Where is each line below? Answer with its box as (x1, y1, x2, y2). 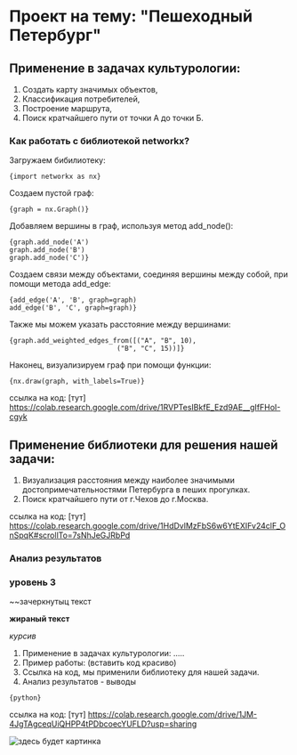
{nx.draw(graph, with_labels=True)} (9, 377, 145, 386)
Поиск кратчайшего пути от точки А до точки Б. (21, 113, 205, 123)
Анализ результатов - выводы (21, 677, 136, 687)
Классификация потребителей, (21, 93, 140, 104)
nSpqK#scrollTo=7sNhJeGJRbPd (9, 530, 131, 540)
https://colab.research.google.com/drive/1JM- (87, 710, 258, 720)
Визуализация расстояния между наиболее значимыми (21, 475, 236, 486)
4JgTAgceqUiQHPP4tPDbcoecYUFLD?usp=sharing (9, 718, 197, 729)
